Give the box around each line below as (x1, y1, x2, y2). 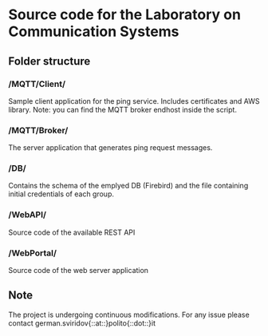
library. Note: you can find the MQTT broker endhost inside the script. (8, 105, 238, 114)
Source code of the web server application (8, 266, 149, 275)
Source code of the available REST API (8, 227, 136, 237)
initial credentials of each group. (8, 189, 114, 199)
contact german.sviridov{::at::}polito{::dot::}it (8, 318, 156, 328)
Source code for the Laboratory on (8, 6, 242, 24)
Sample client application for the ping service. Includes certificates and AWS (8, 96, 260, 105)
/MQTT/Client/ (8, 78, 66, 89)
